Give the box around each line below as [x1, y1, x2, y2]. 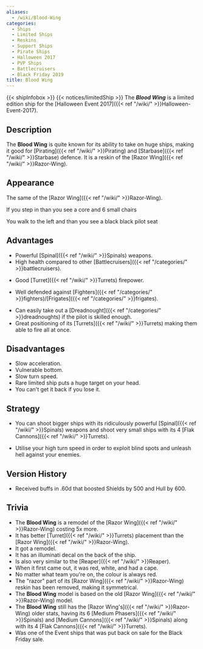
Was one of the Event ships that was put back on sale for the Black [15, 629, 183, 636]
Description [6, 125, 52, 135]
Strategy [6, 404, 40, 414]
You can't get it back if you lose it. [15, 386, 101, 393]
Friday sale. [15, 636, 44, 643]
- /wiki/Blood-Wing [12, 15, 61, 21]
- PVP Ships [12, 60, 43, 66]
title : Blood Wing [6, 77, 53, 83]
